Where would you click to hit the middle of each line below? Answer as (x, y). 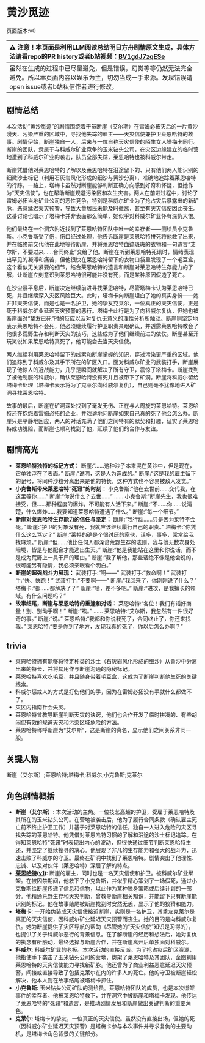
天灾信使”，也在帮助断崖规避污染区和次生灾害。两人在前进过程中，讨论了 (106, 193)
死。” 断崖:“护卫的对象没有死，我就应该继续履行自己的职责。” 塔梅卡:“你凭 (106, 526)
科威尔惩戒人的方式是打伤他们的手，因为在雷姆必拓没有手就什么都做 (101, 692)
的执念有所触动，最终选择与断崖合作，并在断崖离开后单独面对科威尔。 (103, 942)
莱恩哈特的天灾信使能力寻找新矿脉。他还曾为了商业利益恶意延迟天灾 (101, 965)
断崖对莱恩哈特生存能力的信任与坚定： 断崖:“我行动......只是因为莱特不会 (105, 519)
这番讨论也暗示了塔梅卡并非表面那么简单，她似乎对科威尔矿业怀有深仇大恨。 (103, 215)
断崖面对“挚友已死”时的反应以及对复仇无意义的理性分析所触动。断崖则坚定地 (102, 318)
